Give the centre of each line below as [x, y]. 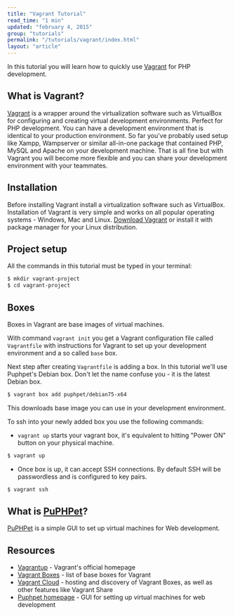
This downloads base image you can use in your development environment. [116, 408]
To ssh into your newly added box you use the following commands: [106, 421]
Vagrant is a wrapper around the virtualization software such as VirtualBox [115, 113]
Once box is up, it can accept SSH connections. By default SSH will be [119, 469]
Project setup [38, 250]
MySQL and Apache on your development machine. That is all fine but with [115, 150]
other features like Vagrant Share [65, 590]
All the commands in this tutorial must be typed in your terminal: [100, 266]
